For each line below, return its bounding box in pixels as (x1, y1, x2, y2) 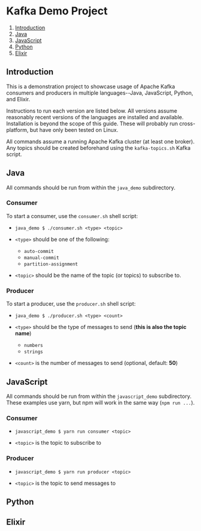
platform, (6, 126, 29, 133)
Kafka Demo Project (6, 4, 108, 18)
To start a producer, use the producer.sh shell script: (6, 300, 136, 307)
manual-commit (23, 255, 59, 261)
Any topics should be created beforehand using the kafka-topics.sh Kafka (6, 144, 191, 151)
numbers (23, 343, 43, 349)
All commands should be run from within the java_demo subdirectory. (6, 184, 176, 191)
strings (23, 349, 43, 355)
